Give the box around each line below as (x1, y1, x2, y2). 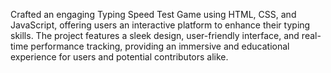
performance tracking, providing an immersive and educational (30, 40, 290, 52)
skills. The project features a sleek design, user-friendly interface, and (10, 30, 300, 41)
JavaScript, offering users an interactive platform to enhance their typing (10, 19, 311, 31)
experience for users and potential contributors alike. (10, 51, 229, 63)
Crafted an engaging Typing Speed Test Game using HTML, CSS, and (10, 9, 297, 20)
